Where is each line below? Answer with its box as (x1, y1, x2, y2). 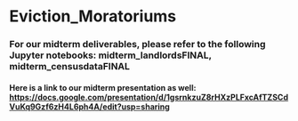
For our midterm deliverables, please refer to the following (9, 38, 266, 51)
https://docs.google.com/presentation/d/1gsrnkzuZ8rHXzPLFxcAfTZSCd (9, 92, 289, 102)
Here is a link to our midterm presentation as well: (9, 82, 197, 93)
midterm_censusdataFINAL (9, 60, 131, 73)
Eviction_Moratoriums (9, 6, 177, 27)
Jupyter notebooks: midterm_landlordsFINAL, (9, 49, 212, 61)
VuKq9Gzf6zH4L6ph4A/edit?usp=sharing (9, 101, 171, 112)
